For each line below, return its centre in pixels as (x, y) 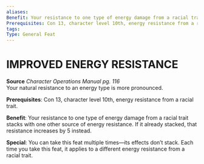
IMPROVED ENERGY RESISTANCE (92, 65)
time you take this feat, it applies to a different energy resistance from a (96, 149)
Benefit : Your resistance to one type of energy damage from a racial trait (97, 118)
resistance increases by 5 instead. (49, 131)
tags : (13, 29)
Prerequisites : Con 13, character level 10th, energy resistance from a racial (100, 100)
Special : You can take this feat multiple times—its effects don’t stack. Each (100, 143)
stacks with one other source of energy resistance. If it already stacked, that (102, 125)
